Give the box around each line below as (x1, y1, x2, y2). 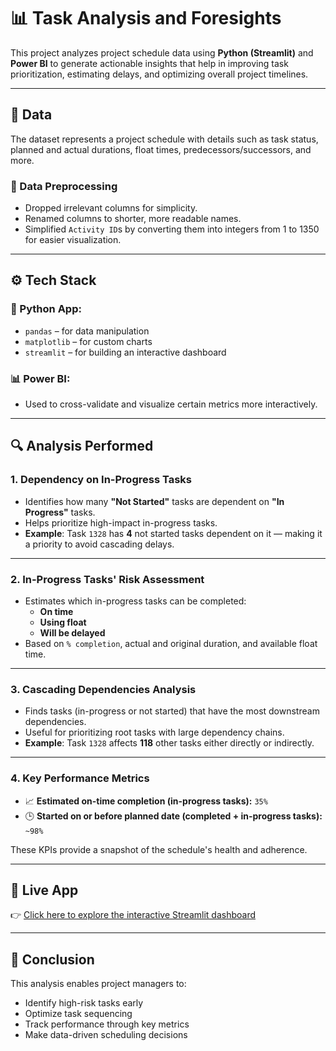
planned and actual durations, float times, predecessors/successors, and (10, 143, 312, 155)
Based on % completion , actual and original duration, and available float (24, 638, 318, 650)
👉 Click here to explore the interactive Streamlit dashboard (10, 909, 257, 921)
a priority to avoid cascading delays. (24, 538, 175, 550)
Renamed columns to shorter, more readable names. (24, 213, 242, 225)
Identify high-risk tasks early (24, 997, 144, 1009)
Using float (39, 616, 87, 629)
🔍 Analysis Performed (10, 438, 154, 455)
